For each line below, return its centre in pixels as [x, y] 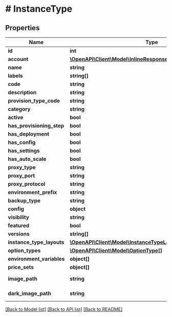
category [19, 109]
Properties [23, 28]
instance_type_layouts [36, 242]
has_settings [24, 151]
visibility [19, 217]
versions [19, 234]
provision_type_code [34, 101]
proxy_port [21, 176]
